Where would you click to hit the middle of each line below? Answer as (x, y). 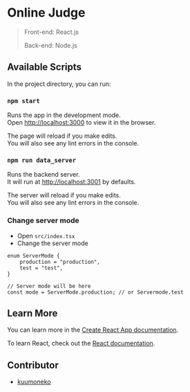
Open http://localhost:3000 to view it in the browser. (82, 123)
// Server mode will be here (49, 286)
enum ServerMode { (34, 256)
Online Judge (46, 13)
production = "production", (60, 262)
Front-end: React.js (51, 32)
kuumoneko (34, 382)
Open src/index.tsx (46, 235)
